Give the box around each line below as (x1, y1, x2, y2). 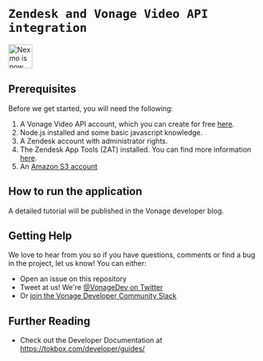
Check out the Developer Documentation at (19, 335, 163, 345)
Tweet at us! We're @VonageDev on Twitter (19, 283, 163, 292)
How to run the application (8, 184, 143, 198)
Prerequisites (8, 82, 77, 96)
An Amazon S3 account (19, 161, 98, 171)
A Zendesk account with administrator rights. (19, 136, 168, 145)
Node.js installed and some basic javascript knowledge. (19, 127, 203, 137)
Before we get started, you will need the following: (8, 103, 174, 113)
